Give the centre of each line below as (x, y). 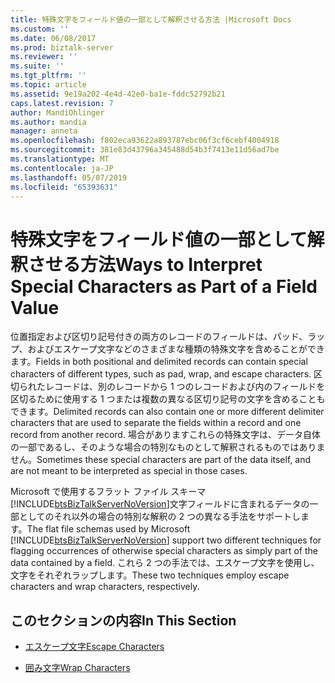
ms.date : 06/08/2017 (53, 38)
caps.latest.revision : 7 (62, 103)
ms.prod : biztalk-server (62, 47)
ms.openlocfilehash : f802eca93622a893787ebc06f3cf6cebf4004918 (145, 141)
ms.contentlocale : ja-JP (62, 168)
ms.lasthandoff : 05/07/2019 (69, 177)
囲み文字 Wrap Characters (77, 668)
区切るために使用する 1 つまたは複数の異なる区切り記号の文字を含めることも (168, 399)
